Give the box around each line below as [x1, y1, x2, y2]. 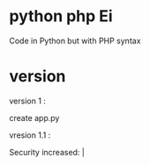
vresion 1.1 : [9, 130, 51, 140]
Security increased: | [9, 147, 86, 157]
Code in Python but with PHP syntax [9, 35, 141, 46]
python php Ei [9, 6, 113, 26]
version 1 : [9, 95, 47, 106]
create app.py [9, 112, 60, 123]
